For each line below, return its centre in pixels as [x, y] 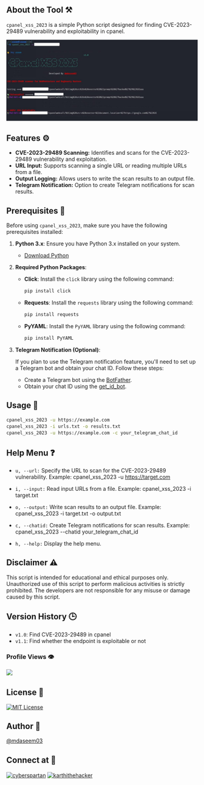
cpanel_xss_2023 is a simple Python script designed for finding [84, 24]
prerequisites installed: [35, 232]
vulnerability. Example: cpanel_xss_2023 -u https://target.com [93, 477]
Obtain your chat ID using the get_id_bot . [75, 386]
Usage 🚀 [22, 405]
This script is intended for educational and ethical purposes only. [87, 577]
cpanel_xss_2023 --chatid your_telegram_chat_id [76, 532]
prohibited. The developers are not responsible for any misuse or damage [98, 590]
